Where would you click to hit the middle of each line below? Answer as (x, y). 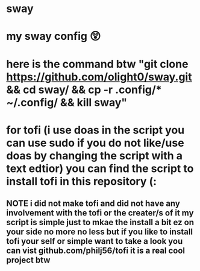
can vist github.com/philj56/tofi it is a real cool (96, 251)
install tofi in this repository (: (82, 181)
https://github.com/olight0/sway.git (99, 77)
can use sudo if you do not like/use (95, 143)
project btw (28, 260)
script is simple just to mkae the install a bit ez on (100, 222)
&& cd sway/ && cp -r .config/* (84, 90)
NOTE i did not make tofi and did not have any (93, 204)
